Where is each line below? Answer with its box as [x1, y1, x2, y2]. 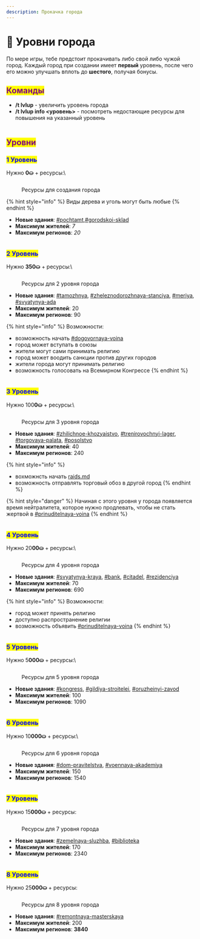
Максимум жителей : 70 [15, 579, 79, 586]
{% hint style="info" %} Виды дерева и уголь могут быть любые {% [6, 198, 180, 205]
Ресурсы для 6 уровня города [21, 749, 99, 757]
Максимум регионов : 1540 [15, 774, 87, 781]
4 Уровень [6, 531, 39, 539]
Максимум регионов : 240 [15, 449, 84, 456]
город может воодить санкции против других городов [15, 354, 156, 361]
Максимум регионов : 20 [15, 229, 81, 236]
